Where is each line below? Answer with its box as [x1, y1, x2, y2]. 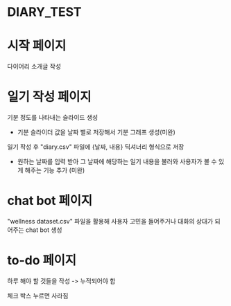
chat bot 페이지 [7, 193, 93, 208]
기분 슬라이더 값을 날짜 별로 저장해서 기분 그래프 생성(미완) [17, 128, 176, 136]
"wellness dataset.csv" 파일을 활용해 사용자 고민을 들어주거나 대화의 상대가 [7, 217, 214, 225]
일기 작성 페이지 [7, 89, 92, 105]
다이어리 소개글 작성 [7, 62, 61, 71]
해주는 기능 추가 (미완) [24, 166, 85, 174]
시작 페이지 [7, 38, 67, 54]
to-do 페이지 [7, 253, 76, 269]
